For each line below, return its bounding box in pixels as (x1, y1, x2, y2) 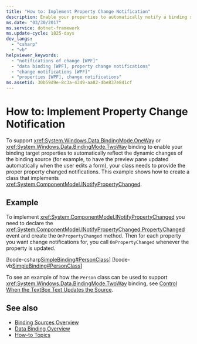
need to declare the (6, 219, 54, 226)
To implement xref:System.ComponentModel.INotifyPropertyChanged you (6, 213, 185, 221)
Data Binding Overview (14, 325, 70, 332)
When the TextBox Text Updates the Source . (6, 286, 113, 293)
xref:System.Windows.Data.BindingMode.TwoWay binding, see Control (6, 280, 178, 287)
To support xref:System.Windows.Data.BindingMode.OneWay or (6, 136, 161, 144)
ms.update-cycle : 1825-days (6, 31, 75, 36)
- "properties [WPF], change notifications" (11, 74, 122, 80)
